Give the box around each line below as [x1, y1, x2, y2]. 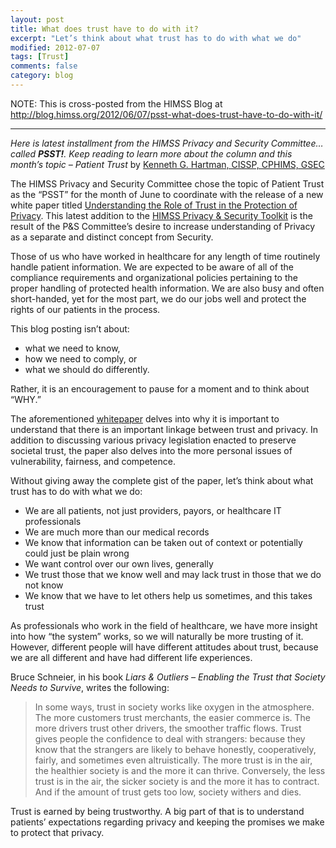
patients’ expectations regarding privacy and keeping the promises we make [10, 816, 325, 828]
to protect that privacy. [10, 826, 105, 838]
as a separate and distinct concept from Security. [10, 231, 214, 243]
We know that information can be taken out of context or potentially [24, 536, 303, 548]
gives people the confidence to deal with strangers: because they [34, 732, 306, 745]
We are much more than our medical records [24, 526, 210, 538]
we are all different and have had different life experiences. [10, 651, 253, 663]
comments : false [10, 61, 78, 71]
